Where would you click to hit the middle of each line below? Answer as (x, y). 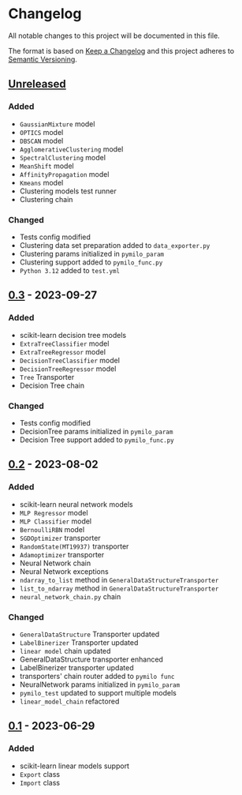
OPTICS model (41, 132)
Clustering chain (46, 199)
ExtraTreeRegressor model (63, 351)
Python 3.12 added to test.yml (70, 270)
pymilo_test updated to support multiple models (98, 692)
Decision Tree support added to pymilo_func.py (97, 440)
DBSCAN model (41, 141)
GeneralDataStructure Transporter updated (89, 634)
